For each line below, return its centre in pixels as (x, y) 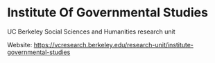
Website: (20, 45)
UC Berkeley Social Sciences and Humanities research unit (91, 32)
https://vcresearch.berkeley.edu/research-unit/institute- (114, 45)
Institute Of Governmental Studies (108, 13)
